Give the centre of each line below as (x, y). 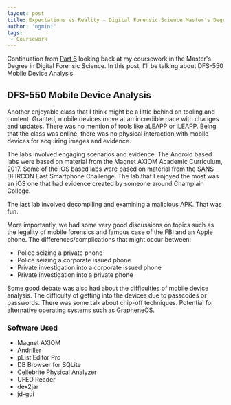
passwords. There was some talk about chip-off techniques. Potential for (110, 302)
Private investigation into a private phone (75, 274)
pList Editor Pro (39, 357)
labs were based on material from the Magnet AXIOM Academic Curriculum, (115, 161)
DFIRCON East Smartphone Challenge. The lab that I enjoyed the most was (113, 176)
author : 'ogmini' (32, 26)
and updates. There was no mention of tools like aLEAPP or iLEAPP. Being (112, 126)
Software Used (33, 328)
